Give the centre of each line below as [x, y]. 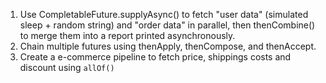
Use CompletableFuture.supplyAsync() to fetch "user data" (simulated [164, 14]
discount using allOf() [67, 67]
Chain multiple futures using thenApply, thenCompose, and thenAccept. [168, 46]
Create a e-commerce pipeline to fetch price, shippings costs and [155, 57]
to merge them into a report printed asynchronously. [127, 35]
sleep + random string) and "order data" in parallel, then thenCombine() [167, 25]
